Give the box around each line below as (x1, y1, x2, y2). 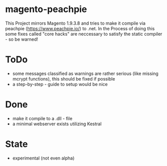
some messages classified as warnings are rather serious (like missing (12, 70, 159, 76)
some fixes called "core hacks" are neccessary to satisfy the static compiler (5, 31, 162, 37)
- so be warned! (5, 36, 39, 42)
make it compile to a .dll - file (12, 115, 73, 121)
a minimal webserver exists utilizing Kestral (12, 121, 102, 127)
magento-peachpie (5, 4, 87, 15)
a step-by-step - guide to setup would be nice (12, 81, 108, 87)
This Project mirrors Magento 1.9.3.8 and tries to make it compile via (5, 20, 146, 26)
